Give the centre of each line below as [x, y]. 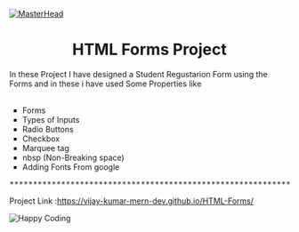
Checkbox [41, 139]
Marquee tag [45, 148]
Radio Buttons [48, 129]
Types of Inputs [51, 119]
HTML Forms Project [149, 50]
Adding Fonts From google [71, 167]
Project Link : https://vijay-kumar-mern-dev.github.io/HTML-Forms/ [131, 201]
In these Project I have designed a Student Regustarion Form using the [139, 74]
